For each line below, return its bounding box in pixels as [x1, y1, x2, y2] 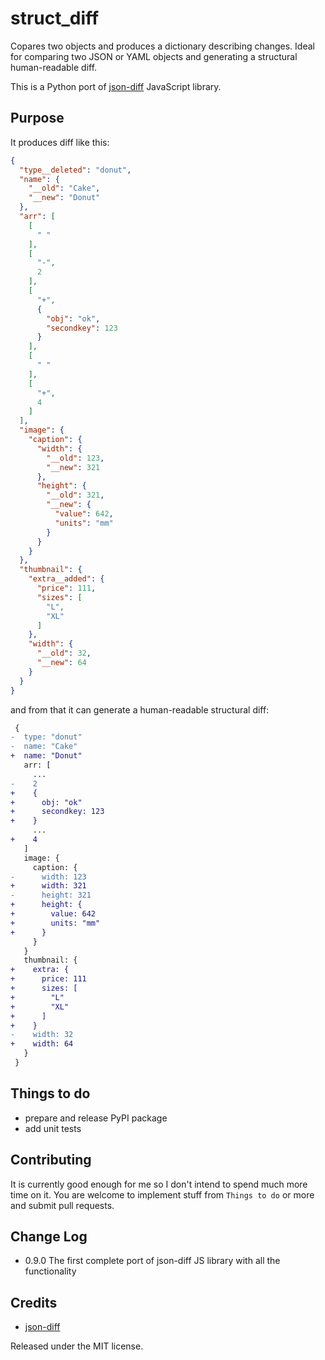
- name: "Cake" [10, 742, 78, 752]
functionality [24, 1265, 77, 1277]
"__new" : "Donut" [28, 193, 101, 203]
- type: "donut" [10, 732, 83, 742]
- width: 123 [10, 872, 87, 882]
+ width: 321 [10, 881, 87, 891]
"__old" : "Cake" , [28, 183, 101, 194]
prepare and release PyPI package [24, 1112, 168, 1124]
